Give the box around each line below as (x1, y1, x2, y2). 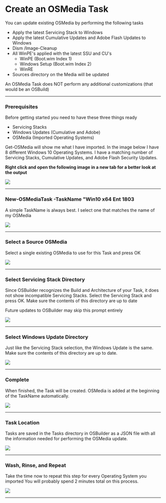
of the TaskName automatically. (5, 393, 70, 399)
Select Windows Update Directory (5, 334, 88, 341)
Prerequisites (5, 103, 38, 110)
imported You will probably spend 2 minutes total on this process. (5, 478, 139, 484)
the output (5, 170, 27, 176)
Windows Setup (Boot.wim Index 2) (19, 61, 92, 67)
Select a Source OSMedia (5, 238, 68, 245)
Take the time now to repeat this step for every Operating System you (5, 473, 147, 479)
